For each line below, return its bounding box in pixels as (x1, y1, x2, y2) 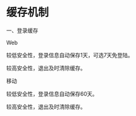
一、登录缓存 (6, 27, 38, 34)
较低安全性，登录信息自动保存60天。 (6, 90, 98, 97)
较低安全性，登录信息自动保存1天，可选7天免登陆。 (6, 51, 134, 58)
